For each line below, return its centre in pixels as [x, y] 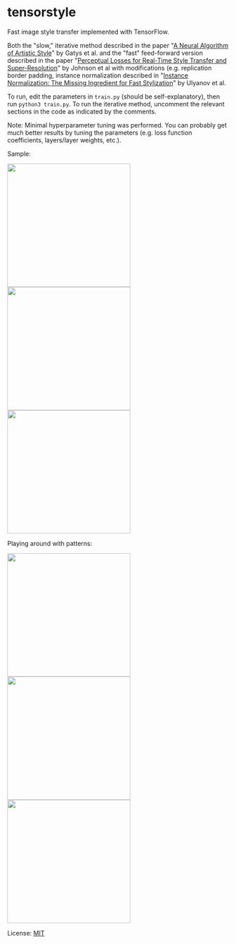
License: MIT [26, 933]
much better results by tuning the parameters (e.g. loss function [100, 132]
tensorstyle [42, 12]
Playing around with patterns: [50, 543]
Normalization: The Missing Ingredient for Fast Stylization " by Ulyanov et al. [117, 82]
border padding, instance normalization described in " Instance [98, 75]
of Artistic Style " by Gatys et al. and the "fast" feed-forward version [105, 53]
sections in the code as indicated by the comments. [82, 111]
